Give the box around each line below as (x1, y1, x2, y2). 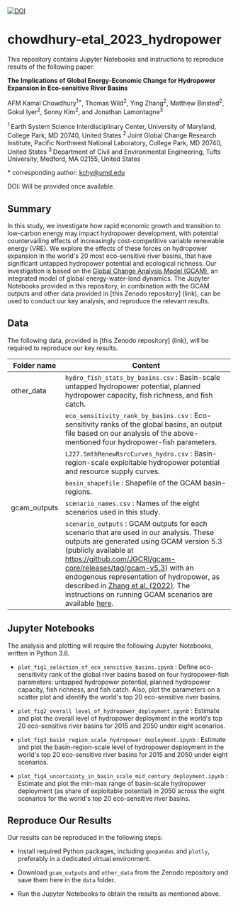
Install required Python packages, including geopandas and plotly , (17, 847, 210, 855)
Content (132, 360, 161, 370)
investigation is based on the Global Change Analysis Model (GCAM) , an (7, 266, 218, 276)
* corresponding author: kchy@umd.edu (7, 169, 125, 177)
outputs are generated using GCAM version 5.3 (64, 536, 222, 546)
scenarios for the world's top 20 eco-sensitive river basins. (17, 794, 191, 802)
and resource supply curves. (64, 466, 161, 476)
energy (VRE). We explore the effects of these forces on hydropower (7, 244, 208, 253)
